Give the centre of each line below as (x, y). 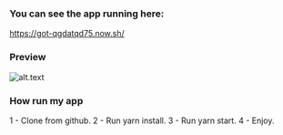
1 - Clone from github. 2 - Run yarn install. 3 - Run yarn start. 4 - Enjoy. (142, 120)
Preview (28, 57)
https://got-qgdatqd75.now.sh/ (67, 34)
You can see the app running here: (87, 14)
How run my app (46, 100)
